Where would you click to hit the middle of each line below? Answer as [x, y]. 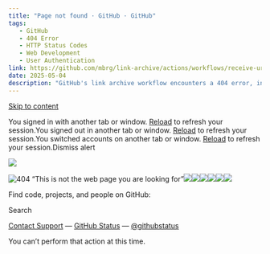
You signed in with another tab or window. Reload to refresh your [116, 121]
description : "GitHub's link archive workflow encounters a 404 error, [131, 83]
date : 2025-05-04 [37, 76]
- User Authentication [57, 61]
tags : [17, 23]
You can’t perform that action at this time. [77, 241]
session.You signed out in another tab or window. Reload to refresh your [128, 130]
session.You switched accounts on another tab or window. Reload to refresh [134, 138]
